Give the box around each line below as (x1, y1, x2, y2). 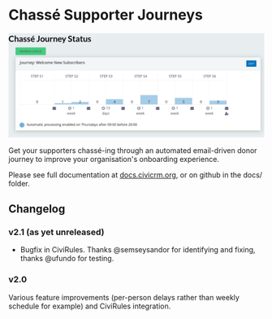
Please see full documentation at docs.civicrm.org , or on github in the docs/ (8, 169, 262, 180)
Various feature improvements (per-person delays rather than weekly (8, 292, 240, 302)
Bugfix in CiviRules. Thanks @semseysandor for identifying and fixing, (19, 245, 256, 255)
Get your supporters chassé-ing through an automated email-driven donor (8, 145, 257, 155)
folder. (8, 178, 30, 188)
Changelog (8, 202, 66, 216)
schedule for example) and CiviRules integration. (8, 301, 171, 311)
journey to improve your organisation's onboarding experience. (8, 154, 219, 164)
